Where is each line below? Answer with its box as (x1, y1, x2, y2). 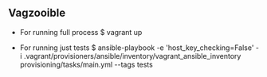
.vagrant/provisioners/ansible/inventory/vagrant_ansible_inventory (23, 51, 241, 60)
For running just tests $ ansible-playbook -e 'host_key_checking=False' (19, 43, 254, 52)
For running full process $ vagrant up (19, 27, 143, 37)
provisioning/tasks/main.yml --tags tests (19, 60, 153, 69)
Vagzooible (8, 6, 66, 20)
